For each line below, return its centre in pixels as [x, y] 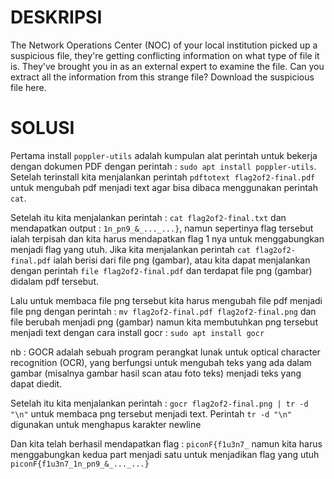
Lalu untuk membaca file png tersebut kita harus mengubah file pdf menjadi [166, 300]
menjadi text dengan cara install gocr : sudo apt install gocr [137, 332]
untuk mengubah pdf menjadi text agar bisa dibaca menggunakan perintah [164, 187]
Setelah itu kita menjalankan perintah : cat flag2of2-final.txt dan [148, 217]
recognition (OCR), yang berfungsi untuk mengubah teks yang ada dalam [161, 362]
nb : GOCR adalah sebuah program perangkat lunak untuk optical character [165, 352]
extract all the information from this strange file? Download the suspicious [162, 77]
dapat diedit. [36, 383]
